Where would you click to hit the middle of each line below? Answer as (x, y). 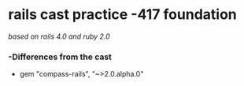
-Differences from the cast (60, 57)
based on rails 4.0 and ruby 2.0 (59, 36)
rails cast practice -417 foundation (123, 15)
